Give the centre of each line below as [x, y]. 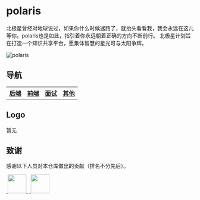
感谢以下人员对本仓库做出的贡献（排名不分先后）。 [68, 166]
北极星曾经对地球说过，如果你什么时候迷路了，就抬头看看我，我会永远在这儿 [100, 28]
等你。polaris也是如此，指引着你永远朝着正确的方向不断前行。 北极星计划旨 [99, 35]
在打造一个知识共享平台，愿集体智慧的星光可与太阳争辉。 [76, 43]
